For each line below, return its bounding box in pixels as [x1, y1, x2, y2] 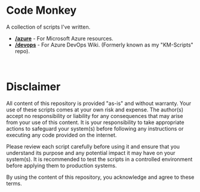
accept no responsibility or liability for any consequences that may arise [6, 112, 183, 119]
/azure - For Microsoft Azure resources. [14, 35, 113, 42]
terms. [6, 179, 22, 187]
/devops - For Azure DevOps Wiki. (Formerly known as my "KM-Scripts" [14, 41, 194, 48]
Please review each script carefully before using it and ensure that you [6, 143, 180, 150]
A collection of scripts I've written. [6, 23, 91, 30]
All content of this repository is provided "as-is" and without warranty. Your [6, 100, 192, 107]
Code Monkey [6, 4, 77, 17]
